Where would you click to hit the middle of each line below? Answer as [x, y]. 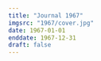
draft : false [30, 45]
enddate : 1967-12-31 [43, 38]
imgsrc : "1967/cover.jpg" [51, 23]
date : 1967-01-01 [37, 30]
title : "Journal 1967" [46, 15]
